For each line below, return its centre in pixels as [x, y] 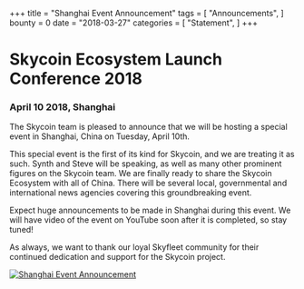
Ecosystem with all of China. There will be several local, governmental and [148, 183]
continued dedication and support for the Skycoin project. [118, 257]
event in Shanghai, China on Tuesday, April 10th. [100, 136]
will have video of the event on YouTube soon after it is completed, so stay [148, 220]
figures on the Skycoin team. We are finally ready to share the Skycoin [141, 174]
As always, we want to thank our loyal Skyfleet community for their [134, 247]
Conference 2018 [76, 79]
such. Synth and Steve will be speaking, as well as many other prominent [146, 164]
